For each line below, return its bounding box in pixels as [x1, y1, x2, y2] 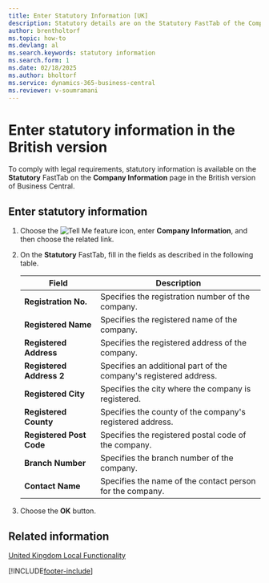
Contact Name [23, 480, 81, 492]
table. [19, 258, 39, 269]
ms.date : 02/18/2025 [8, 64, 78, 72]
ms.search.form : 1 [8, 57, 70, 65]
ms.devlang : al [8, 42, 59, 50]
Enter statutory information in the [8, 121, 235, 139]
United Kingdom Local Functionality [8, 550, 126, 560]
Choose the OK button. [19, 506, 96, 516]
